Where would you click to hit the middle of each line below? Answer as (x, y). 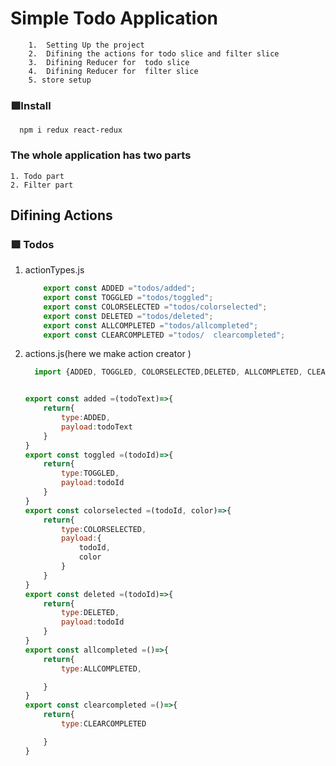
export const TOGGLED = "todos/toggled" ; (128, 298)
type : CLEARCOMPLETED (104, 724)
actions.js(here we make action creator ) (108, 354)
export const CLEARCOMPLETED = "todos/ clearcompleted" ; (164, 335)
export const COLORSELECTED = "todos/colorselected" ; (155, 307)
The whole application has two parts (101, 155)
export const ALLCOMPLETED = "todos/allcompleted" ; (151, 325)
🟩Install (31, 105)
